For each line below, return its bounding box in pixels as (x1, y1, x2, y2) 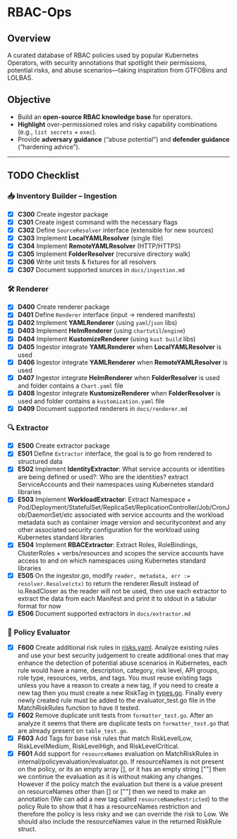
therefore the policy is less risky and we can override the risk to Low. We (17, 810, 229, 819)
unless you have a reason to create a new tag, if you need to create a (17, 681, 219, 690)
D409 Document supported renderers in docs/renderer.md (17, 404, 188, 412)
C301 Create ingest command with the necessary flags (17, 218, 178, 226)
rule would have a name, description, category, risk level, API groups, (17, 666, 219, 675)
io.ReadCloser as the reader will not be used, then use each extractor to (17, 587, 227, 595)
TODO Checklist (7, 170, 80, 182)
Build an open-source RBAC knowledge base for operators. (17, 112, 193, 121)
